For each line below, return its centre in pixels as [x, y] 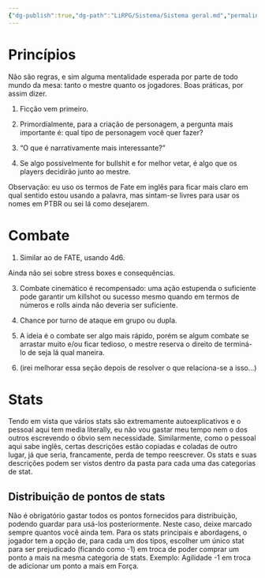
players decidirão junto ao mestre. [75, 172]
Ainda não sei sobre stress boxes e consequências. [92, 273]
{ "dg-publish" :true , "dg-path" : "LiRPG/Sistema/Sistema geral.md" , [118, 15]
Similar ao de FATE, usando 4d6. [72, 257]
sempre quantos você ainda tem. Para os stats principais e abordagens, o [128, 533]
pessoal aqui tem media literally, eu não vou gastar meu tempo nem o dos [128, 430]
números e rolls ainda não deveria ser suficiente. [99, 304]
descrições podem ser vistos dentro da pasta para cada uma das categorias [132, 463]
